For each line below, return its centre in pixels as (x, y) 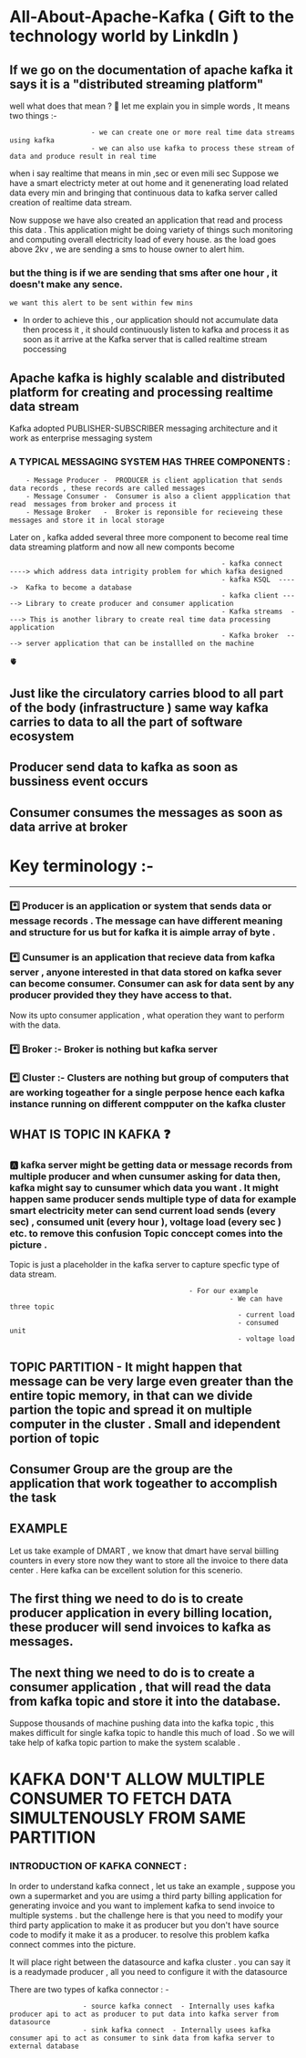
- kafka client (250, 596)
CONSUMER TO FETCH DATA (121, 1799)
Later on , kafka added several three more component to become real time (149, 538)
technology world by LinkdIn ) (124, 36)
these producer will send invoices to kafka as (140, 1628)
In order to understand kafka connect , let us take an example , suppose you (153, 1886)
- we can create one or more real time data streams (193, 132)
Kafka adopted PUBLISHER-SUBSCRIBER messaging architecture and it (143, 428)
